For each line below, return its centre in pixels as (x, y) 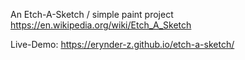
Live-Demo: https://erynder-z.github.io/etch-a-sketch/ (122, 44)
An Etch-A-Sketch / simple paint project (92, 14)
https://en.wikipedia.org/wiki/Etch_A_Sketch (101, 25)
